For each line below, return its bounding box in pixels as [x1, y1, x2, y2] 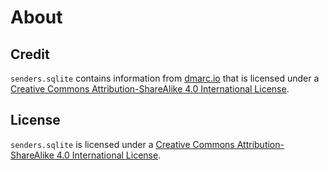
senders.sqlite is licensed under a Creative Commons [10, 138, 235, 150]
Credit [10, 46, 50, 63]
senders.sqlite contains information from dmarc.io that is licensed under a [10, 72, 320, 84]
